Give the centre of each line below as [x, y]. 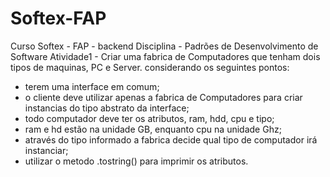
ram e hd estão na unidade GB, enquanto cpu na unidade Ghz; [153, 129]
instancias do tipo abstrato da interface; [107, 108]
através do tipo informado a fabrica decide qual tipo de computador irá [171, 139]
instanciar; [46, 150]
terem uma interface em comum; [92, 86]
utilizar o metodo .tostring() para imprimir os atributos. [136, 161]
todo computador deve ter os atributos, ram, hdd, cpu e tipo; [149, 118]
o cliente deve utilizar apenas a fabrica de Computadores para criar [163, 97]
